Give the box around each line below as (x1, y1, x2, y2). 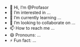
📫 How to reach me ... (9, 25, 55, 31)
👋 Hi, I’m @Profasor (9, 5, 49, 10)
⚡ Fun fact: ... (9, 37, 36, 43)
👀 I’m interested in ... (9, 10, 51, 15)
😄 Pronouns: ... (9, 32, 41, 38)
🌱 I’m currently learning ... (9, 15, 62, 20)
